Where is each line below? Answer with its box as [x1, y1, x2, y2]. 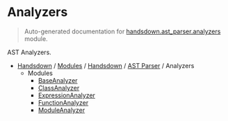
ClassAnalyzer [38, 83, 80, 92]
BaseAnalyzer [38, 76, 78, 84]
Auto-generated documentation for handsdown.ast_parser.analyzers [24, 27, 221, 35]
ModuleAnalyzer [38, 106, 85, 114]
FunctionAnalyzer [38, 98, 89, 106]
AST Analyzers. [7, 48, 52, 56]
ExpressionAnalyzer [38, 91, 96, 99]
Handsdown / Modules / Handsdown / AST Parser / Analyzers [17, 61, 195, 70]
